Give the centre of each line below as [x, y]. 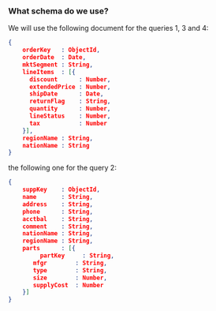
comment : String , [58, 227]
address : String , [58, 204]
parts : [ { [49, 249]
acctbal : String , [58, 219]
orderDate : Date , [54, 58]
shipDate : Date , [66, 94]
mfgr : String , [70, 263]
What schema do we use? [58, 11]
